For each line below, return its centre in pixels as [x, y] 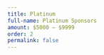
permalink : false [33, 41]
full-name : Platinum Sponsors [52, 21]
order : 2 [20, 34]
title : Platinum [31, 14]
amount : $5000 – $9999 [41, 27]
